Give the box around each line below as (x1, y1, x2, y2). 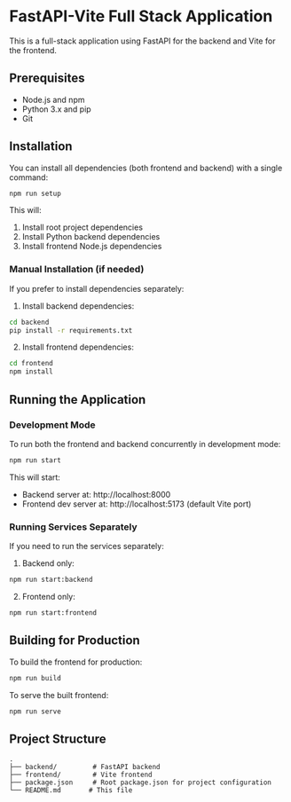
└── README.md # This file (9, 786, 133, 795)
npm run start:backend (9, 575, 93, 585)
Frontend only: (21, 591, 75, 601)
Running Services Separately (9, 521, 138, 533)
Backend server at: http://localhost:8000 (21, 489, 171, 499)
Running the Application (9, 392, 146, 407)
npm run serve (9, 707, 62, 716)
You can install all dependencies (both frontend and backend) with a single (9, 162, 283, 173)
